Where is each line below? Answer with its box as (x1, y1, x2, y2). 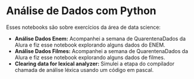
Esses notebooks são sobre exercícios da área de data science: (6, 24, 161, 31)
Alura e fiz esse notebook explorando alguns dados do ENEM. (14, 41, 166, 48)
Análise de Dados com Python (6, 4, 156, 18)
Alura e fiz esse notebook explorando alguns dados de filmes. (14, 54, 165, 61)
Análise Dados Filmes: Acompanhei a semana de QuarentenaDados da (14, 47, 189, 54)
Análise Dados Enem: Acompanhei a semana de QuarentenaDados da (14, 35, 186, 42)
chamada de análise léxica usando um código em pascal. (14, 66, 154, 73)
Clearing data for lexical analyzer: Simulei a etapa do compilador (14, 60, 175, 67)
